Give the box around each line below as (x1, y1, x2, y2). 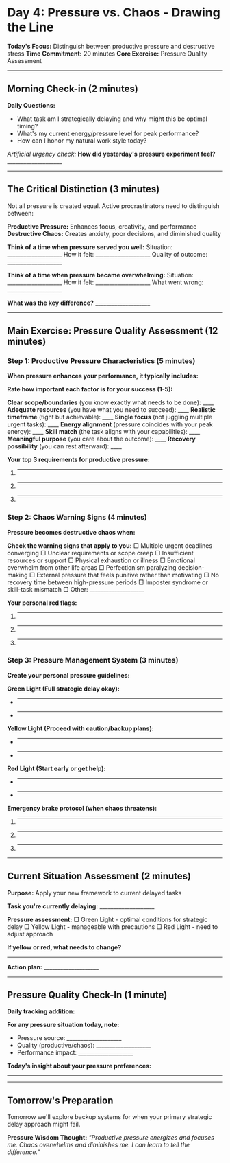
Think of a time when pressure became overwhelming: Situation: (7, 270, 194, 279)
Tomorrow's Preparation (7, 1094, 114, 1106)
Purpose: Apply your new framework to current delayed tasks (7, 888, 182, 897)
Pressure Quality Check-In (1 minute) (7, 989, 168, 1001)
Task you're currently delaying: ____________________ (7, 901, 155, 910)
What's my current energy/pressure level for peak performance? (16, 129, 199, 137)
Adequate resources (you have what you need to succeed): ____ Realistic (7, 406, 216, 414)
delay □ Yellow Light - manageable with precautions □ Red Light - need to (7, 922, 218, 931)
